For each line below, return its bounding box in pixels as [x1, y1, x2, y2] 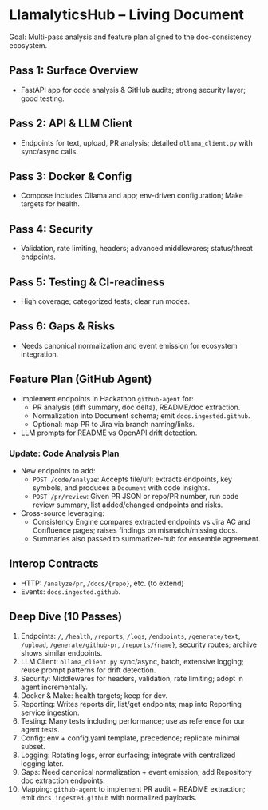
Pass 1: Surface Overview [9, 64, 139, 78]
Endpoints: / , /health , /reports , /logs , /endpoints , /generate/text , [20, 631, 241, 640]
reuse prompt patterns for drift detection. [20, 665, 156, 675]
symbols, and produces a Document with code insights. [32, 482, 211, 493]
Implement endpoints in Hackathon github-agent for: [20, 393, 194, 403]
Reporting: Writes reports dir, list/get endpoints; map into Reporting [20, 699, 242, 708]
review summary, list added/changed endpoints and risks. [32, 500, 223, 509]
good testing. [20, 94, 65, 103]
